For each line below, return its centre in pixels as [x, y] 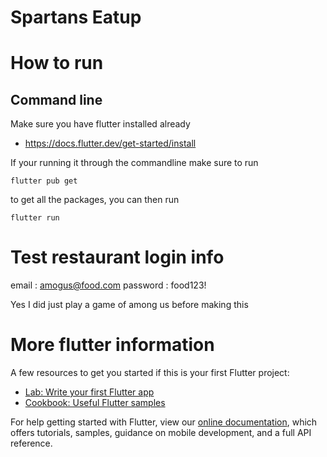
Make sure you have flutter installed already [100, 124]
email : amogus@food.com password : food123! [108, 285]
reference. [31, 443]
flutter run [35, 218]
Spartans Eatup [76, 17]
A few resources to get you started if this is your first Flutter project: [150, 373]
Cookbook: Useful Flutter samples [95, 403]
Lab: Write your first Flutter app [89, 392]
